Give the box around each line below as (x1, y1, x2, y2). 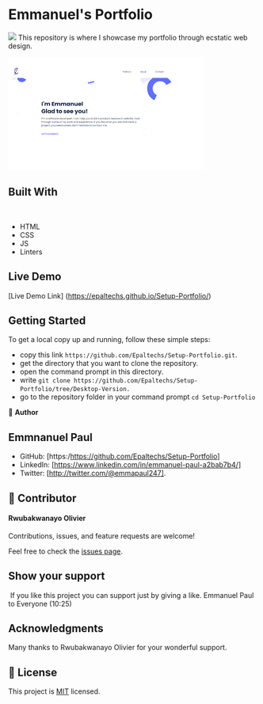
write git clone (19, 375, 71, 385)
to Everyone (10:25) (8, 599, 73, 608)
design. (8, 41, 33, 51)
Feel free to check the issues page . (8, 546, 123, 556)
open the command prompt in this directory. (19, 367, 164, 377)
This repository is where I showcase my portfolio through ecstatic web (17, 32, 248, 42)
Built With (8, 185, 58, 199)
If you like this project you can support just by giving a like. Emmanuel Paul (10, 590, 254, 599)
